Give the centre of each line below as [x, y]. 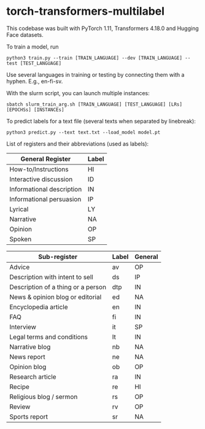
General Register [46, 159]
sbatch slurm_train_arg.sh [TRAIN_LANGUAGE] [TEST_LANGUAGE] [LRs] [95, 104]
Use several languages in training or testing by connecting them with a [95, 74]
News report [27, 357]
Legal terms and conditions [48, 337]
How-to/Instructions [39, 169]
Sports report [29, 417]
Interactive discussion [41, 179]
